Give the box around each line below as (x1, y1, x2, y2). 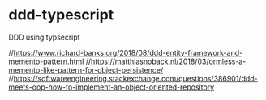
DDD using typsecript (8, 32, 80, 42)
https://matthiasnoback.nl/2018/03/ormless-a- (90, 56, 247, 66)
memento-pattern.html (8, 56, 84, 66)
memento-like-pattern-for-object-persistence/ (8, 65, 164, 74)
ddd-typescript (8, 6, 114, 24)
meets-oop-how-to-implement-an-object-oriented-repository (8, 82, 215, 92)
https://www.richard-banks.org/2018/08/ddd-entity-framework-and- (13, 48, 243, 57)
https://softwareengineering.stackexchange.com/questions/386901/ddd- (13, 73, 258, 83)
